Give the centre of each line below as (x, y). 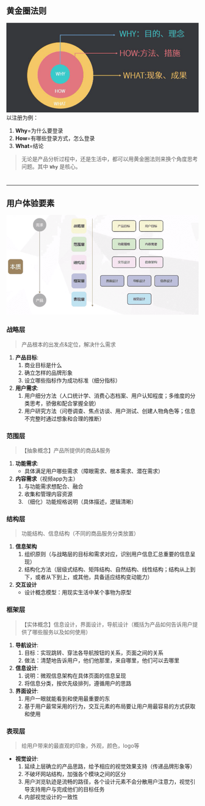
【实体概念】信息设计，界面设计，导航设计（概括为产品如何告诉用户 (107, 624)
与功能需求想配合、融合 (54, 487)
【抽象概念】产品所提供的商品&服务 (66, 450)
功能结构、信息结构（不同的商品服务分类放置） (80, 534)
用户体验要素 (31, 203)
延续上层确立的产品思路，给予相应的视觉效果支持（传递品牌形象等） (110, 766)
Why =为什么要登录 (39, 131)
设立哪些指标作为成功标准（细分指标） (72, 380)
